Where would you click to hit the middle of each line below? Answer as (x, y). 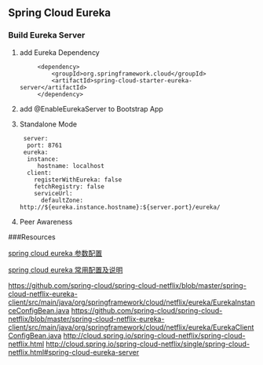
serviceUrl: (53, 193)
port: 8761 (45, 145)
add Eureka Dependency (59, 52)
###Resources (32, 237)
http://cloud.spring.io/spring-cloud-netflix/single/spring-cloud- (148, 344)
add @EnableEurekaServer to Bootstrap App (91, 108)
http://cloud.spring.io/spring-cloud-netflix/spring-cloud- (154, 335)
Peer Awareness (46, 221)
